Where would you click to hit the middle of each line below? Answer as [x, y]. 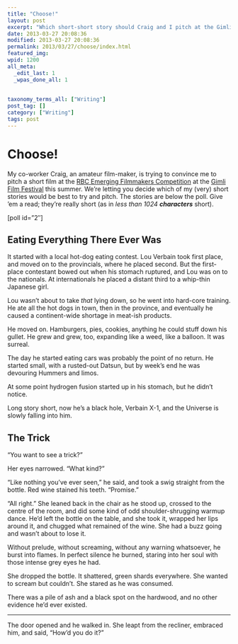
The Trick [29, 438]
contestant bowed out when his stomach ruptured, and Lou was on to [126, 272]
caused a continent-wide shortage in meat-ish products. [90, 316]
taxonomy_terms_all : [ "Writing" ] [57, 100]
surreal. [18, 345]
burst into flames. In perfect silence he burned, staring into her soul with [113, 555]
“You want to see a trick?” [45, 455]
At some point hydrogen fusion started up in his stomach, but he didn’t [110, 387]
